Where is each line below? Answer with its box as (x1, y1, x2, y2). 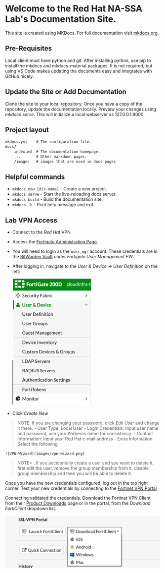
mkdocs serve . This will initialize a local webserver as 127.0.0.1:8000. (5, 111, 145, 117)
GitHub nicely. (5, 73, 34, 79)
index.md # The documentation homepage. (14, 149, 100, 154)
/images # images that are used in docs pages (14, 159, 116, 164)
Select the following (17, 441, 58, 447)
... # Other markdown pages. (14, 154, 87, 159)
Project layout (5, 125, 49, 134)
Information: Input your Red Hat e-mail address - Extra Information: (17, 436, 154, 442)
